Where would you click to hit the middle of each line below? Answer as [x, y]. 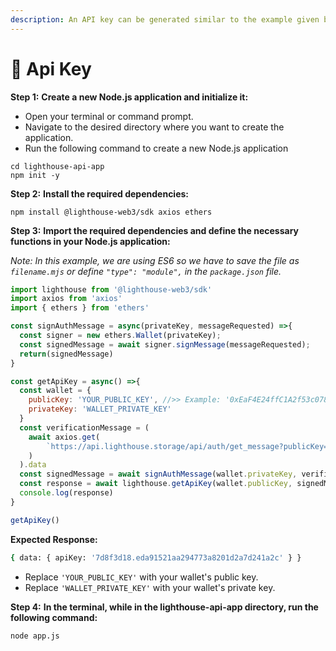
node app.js [35, 636]
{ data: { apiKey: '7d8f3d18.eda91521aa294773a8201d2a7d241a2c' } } [156, 557]
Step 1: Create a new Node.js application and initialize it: [129, 97]
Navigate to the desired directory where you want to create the [154, 127]
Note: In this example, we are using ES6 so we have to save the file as [155, 260]
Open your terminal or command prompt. [109, 116]
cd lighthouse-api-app [57, 166]
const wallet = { [55, 391]
